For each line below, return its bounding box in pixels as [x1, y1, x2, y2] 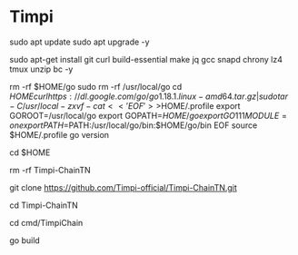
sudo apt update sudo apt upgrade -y [9, 36, 150, 47]
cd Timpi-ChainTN [9, 200, 79, 211]
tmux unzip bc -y [9, 64, 74, 74]
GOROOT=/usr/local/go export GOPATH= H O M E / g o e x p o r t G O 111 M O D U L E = [9, 110, 288, 121]
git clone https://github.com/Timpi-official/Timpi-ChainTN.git [9, 181, 238, 192]
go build [9, 234, 41, 246]
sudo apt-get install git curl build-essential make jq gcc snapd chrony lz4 [9, 54, 283, 64]
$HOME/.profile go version [9, 129, 110, 140]
